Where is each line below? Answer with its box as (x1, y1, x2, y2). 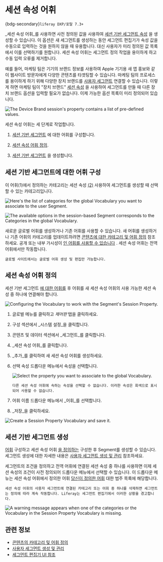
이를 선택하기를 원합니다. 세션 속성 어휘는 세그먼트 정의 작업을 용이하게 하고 (14, 49, 157, 55)
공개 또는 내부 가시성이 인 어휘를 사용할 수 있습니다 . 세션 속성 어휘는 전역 (19, 240, 158, 246)
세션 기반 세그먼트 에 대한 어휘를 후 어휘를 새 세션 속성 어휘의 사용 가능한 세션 (5, 285, 152, 291)
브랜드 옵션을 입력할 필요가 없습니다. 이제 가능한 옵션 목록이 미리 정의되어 (10, 90, 149, 96)
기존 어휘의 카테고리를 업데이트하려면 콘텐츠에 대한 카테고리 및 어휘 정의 (10, 234, 147, 240)
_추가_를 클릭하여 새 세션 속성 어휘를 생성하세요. (12, 353, 103, 358)
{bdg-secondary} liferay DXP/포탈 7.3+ (5, 21, 84, 27)
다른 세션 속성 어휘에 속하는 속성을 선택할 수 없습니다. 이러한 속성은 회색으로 (12, 383, 148, 388)
